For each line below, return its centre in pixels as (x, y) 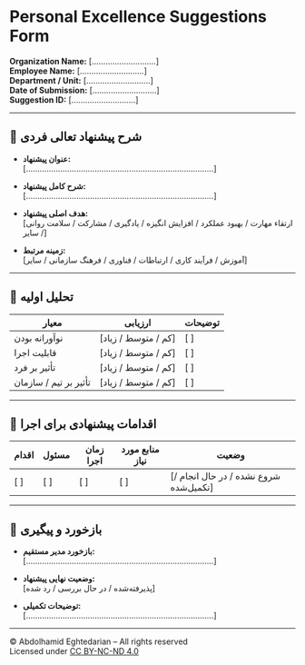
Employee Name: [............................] (79, 71)
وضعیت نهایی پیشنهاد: (59, 579)
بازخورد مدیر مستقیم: (59, 551)
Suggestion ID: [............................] (74, 99)
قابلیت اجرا (35, 352)
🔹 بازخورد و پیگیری (56, 529)
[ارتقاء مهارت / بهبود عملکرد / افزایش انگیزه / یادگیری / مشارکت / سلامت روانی (157, 223)
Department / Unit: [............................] (82, 80)
